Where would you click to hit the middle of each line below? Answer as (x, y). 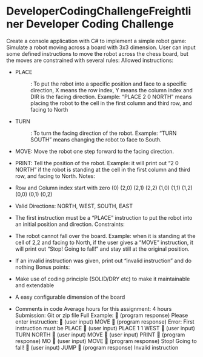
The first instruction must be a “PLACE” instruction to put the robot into (104, 217)
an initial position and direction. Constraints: (70, 224)
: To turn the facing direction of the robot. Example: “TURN (103, 133)
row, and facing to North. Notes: (55, 176)
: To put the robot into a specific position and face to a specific (108, 84)
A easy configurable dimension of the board (70, 297)
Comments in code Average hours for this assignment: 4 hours (93, 308)
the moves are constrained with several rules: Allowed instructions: (90, 60)
